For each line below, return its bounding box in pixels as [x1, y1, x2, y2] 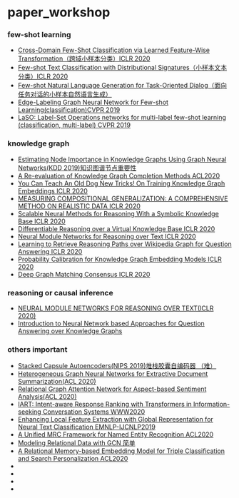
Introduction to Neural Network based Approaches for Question [17, 319, 205, 328]
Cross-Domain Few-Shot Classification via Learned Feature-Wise [17, 46, 210, 54]
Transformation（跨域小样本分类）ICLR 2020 [17, 54, 151, 63]
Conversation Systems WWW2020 [42, 407, 146, 416]
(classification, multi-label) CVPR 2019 [17, 121, 131, 129]
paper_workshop [7, 4, 111, 21]
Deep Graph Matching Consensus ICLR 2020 [17, 270, 151, 278]
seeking [17, 407, 41, 416]
